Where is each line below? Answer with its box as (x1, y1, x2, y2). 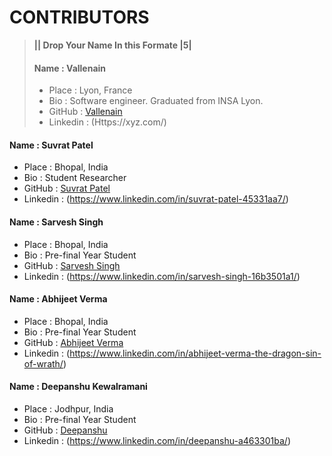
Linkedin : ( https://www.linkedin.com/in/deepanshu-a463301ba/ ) (23, 434, 292, 446)
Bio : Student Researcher (23, 172, 127, 184)
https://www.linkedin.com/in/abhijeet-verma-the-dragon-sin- (69, 347, 322, 359)
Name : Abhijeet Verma (9, 293, 108, 305)
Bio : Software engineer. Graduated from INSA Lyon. (48, 95, 264, 107)
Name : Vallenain (33, 62, 107, 74)
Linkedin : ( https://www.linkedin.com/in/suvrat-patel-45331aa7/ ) (23, 193, 289, 205)
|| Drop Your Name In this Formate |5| (33, 39, 192, 51)
